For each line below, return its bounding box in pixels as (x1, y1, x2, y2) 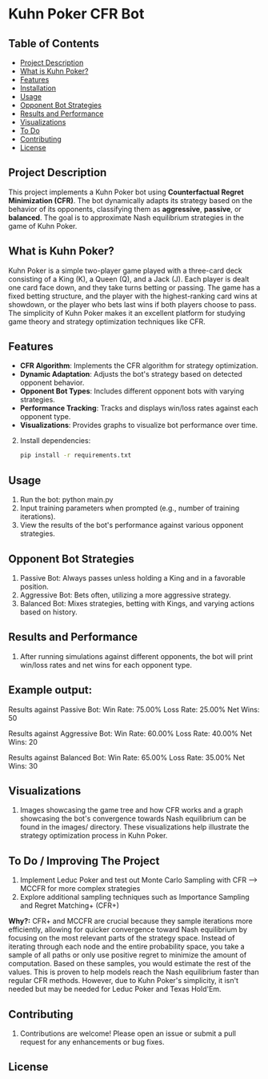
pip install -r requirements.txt (19, 451, 132, 460)
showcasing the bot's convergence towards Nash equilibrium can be (19, 813, 246, 824)
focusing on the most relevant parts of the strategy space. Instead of (8, 933, 235, 943)
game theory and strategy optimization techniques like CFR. (8, 317, 206, 326)
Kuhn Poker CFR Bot (8, 5, 145, 23)
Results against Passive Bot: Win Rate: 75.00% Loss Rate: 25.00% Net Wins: (8, 705, 260, 714)
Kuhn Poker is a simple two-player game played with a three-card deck (8, 266, 242, 275)
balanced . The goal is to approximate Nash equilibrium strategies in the (8, 213, 244, 222)
